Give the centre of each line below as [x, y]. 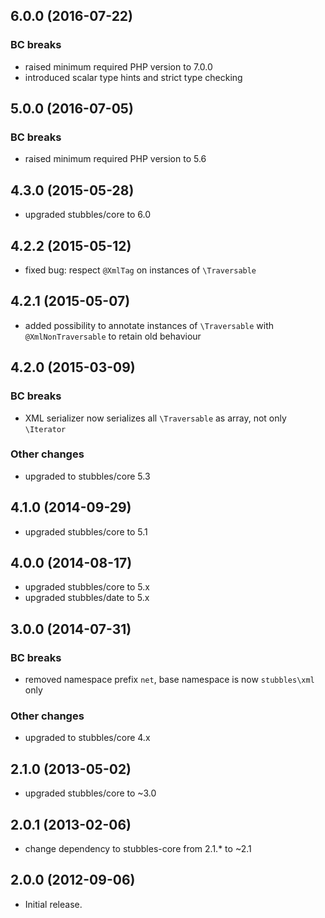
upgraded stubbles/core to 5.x [87, 587]
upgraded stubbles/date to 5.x [87, 598]
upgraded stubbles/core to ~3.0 [90, 793]
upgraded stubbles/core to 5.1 [86, 531]
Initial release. [53, 904]
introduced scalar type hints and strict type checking [133, 77]
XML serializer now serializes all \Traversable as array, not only [155, 418]
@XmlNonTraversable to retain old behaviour [113, 336]
